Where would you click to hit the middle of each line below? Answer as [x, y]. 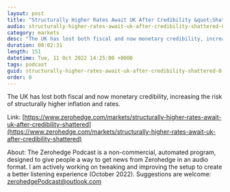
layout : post [26, 13]
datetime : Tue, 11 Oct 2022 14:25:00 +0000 [70, 58]
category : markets [33, 33]
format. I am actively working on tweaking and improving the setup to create [115, 167]
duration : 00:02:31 [35, 45]
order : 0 [20, 77]
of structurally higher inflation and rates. [64, 104]
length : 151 [24, 52]
